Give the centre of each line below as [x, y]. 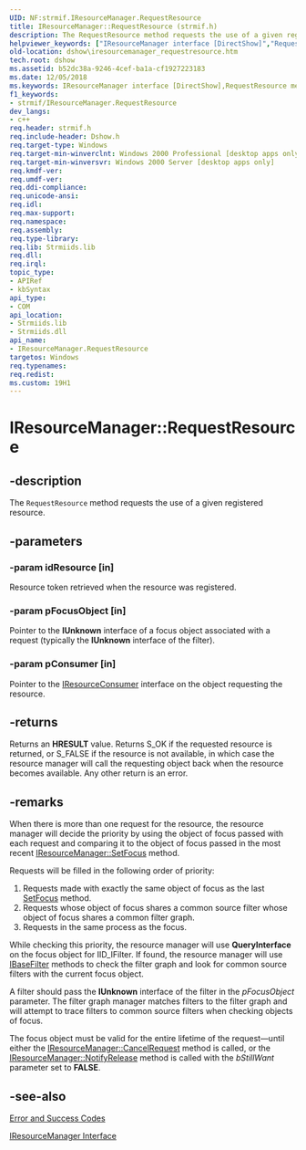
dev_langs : [30, 111]
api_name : [28, 340]
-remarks [36, 802]
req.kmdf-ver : [36, 171]
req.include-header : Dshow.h [65, 137]
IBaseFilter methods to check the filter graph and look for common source [148, 965]
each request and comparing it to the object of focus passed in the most [145, 843]
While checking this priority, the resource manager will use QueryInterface [150, 945]
